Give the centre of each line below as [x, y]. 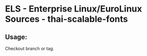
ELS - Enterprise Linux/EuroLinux [74, 9]
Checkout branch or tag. [30, 49]
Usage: [16, 37]
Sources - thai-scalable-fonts [66, 19]
